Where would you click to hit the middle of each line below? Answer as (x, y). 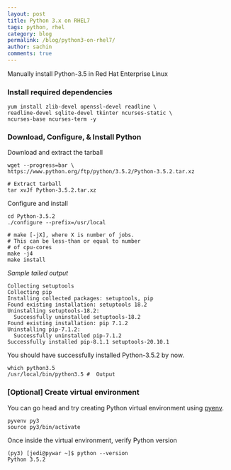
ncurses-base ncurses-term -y (52, 119)
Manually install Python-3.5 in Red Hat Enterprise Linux (88, 73)
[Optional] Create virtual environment (73, 393)
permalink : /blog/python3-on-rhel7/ (61, 40)
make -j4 (20, 254)
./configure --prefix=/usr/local (57, 223)
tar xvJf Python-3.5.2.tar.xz (52, 190)
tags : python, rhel (36, 27)
